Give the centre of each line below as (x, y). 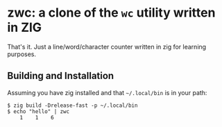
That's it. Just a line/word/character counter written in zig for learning (107, 46)
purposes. (22, 54)
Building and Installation (61, 76)
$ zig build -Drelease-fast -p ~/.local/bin (72, 105)
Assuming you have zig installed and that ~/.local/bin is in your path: (107, 92)
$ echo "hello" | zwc (39, 111)
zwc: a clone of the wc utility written (111, 13)
